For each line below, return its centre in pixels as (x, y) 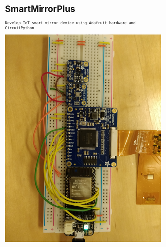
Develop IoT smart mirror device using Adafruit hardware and (70, 23)
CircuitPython (20, 28)
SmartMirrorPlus (40, 9)
